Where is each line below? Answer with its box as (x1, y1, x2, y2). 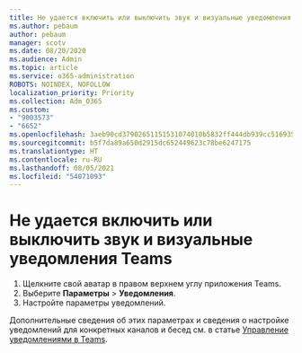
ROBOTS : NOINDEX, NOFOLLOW (9, 80, 111, 89)
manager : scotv (9, 38, 67, 48)
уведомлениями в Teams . (9, 334, 108, 345)
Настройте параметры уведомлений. (22, 297, 166, 308)
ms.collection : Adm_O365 (9, 96, 102, 106)
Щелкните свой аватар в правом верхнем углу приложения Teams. (22, 278, 281, 289)
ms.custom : (9, 105, 50, 114)
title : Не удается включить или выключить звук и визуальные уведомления (9, 13, 292, 22)
